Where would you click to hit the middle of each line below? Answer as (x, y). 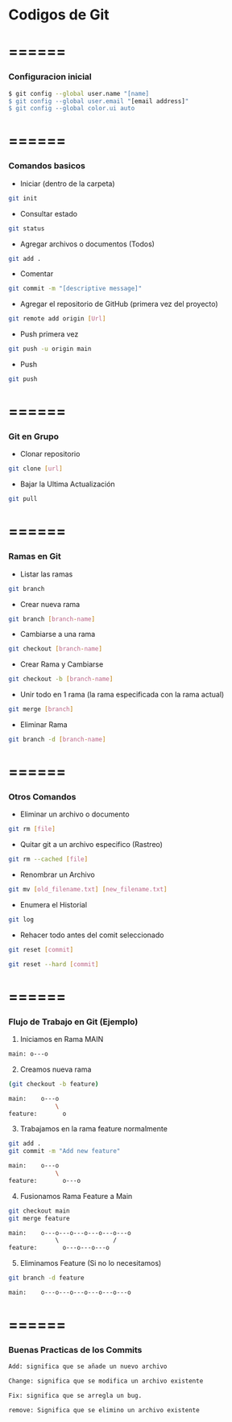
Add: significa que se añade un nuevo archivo (88, 1366)
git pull (23, 499)
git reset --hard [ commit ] (54, 964)
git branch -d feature (46, 1278)
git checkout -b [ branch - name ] (61, 679)
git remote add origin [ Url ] (57, 319)
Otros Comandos (42, 796)
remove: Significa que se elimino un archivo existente (104, 1411)
